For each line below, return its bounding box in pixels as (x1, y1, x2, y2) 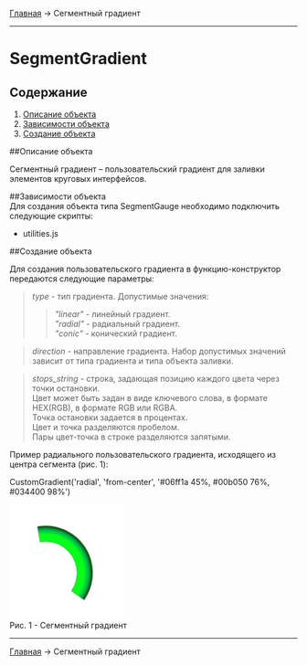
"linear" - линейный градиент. (54, 309, 171, 319)
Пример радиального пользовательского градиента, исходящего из (9, 449, 277, 460)
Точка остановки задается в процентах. (31, 412, 188, 423)
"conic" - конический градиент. (54, 328, 178, 339)
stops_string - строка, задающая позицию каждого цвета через (31, 374, 281, 384)
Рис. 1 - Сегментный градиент (9, 620, 128, 630)
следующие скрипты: (9, 210, 93, 221)
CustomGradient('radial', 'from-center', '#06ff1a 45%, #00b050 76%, (9, 477, 270, 487)
